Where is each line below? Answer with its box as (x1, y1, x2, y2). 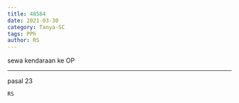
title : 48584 (7, 10, 46, 18)
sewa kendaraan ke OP (7, 56, 75, 65)
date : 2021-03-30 (7, 17, 59, 24)
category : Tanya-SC (7, 23, 65, 31)
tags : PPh (7, 30, 37, 38)
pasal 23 (7, 77, 33, 85)
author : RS (7, 37, 40, 44)
